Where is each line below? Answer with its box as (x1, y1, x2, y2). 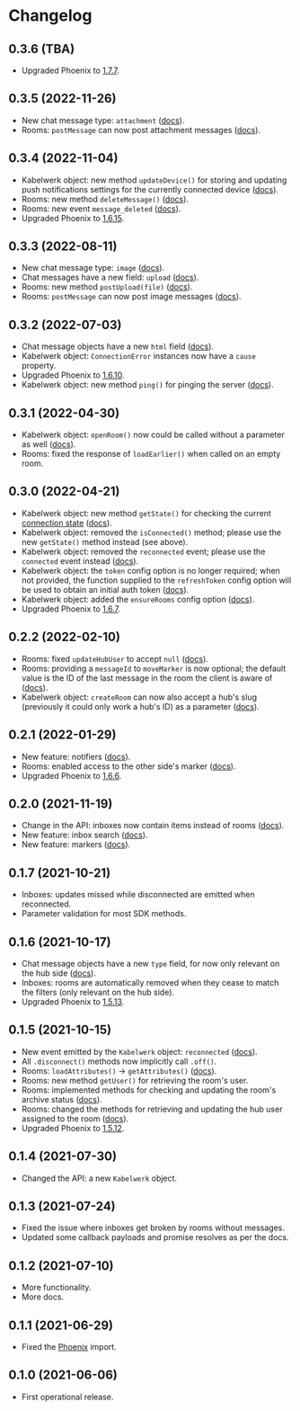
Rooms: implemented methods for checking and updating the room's (21, 1085, 277, 1095)
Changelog (8, 5, 93, 26)
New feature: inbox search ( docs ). (21, 829, 148, 841)
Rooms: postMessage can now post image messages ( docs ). (21, 291, 242, 302)
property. (21, 361, 57, 371)
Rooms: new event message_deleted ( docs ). (21, 203, 181, 214)
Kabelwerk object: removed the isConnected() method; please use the (21, 527, 282, 538)
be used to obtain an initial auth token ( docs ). (21, 584, 190, 594)
